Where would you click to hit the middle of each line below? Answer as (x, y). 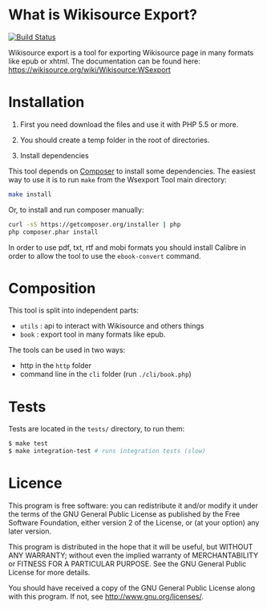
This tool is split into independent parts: (73, 310)
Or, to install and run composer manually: (76, 210)
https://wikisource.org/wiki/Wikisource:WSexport (89, 69)
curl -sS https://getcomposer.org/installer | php (95, 224)
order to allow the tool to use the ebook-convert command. (105, 255)
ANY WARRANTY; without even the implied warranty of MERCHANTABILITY (133, 555)
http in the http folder (56, 366)
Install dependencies (55, 155)
